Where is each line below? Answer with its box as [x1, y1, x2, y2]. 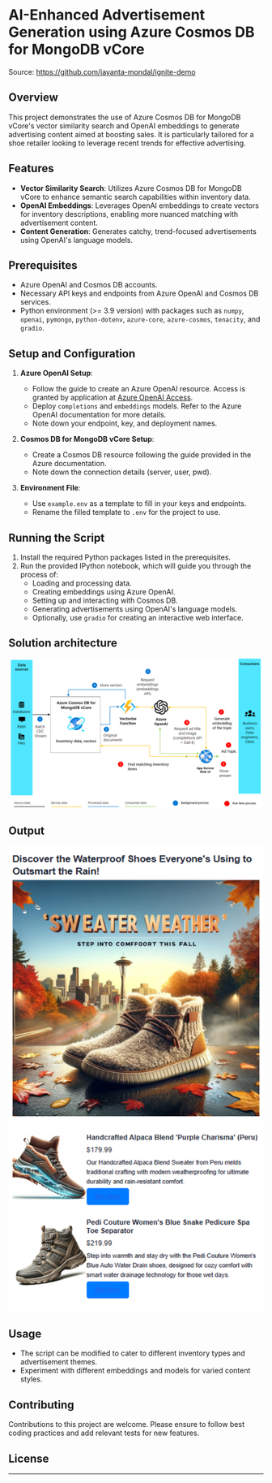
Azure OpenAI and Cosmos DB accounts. [19, 280, 158, 290]
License [8, 1451, 49, 1465]
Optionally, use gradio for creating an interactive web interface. [32, 613, 244, 622]
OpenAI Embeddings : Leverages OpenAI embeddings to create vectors [19, 201, 259, 210]
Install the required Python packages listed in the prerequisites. [19, 552, 232, 562]
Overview [8, 91, 59, 105]
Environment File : [19, 483, 81, 493]
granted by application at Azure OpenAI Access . [32, 392, 193, 403]
